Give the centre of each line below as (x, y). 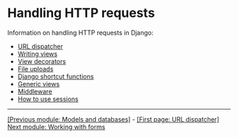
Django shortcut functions (56, 76)
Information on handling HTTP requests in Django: (80, 33)
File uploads (35, 69)
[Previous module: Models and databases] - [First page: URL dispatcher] (113, 119)
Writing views (38, 54)
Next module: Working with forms (56, 127)
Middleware (35, 91)
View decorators (41, 61)
